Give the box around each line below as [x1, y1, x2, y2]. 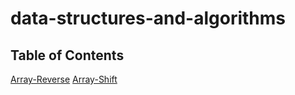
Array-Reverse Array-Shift [10, 73, 118, 85]
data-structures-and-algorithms [10, 7, 287, 30]
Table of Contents [10, 47, 125, 64]
